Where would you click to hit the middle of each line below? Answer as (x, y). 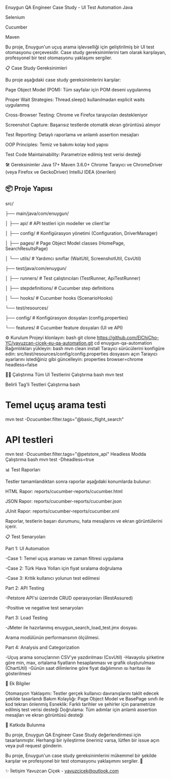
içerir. (11, 526)
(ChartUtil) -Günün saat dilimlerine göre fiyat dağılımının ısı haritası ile (78, 668)
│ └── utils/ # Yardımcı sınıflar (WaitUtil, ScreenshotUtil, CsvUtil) (73, 258)
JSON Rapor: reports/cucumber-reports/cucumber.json (64, 501)
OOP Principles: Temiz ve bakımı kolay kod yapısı (57, 144)
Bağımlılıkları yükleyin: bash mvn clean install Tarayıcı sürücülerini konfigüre (85, 348)
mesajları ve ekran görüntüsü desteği (44, 715)
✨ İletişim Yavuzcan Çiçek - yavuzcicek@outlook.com (62, 771)
